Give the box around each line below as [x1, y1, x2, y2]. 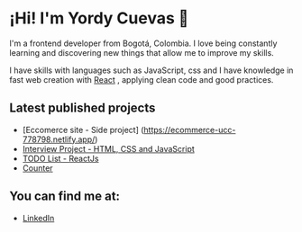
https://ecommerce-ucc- [143, 124, 236, 135]
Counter [22, 162, 53, 174]
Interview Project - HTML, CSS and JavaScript [22, 143, 196, 154]
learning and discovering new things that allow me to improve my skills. [9, 47, 275, 58]
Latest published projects [9, 101, 156, 116]
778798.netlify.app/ [22, 134, 96, 145]
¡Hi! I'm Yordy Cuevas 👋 [9, 8, 189, 29]
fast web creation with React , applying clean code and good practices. [9, 74, 274, 85]
